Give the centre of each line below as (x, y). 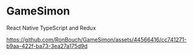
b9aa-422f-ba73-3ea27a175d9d (47, 46)
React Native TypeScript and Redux (51, 28)
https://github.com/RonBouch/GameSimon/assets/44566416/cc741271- (96, 39)
